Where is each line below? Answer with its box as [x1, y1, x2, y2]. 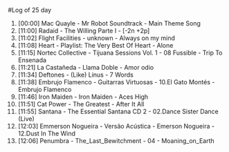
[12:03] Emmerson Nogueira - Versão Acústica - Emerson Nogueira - [17, 122, 215, 130]
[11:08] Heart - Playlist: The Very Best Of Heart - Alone [17, 41, 174, 49]
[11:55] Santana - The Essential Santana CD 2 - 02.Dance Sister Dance [17, 107, 219, 115]
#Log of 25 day [8, 6, 52, 14]
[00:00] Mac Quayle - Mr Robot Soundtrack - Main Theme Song [17, 19, 201, 27]
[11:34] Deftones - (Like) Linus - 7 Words [17, 70, 134, 79]
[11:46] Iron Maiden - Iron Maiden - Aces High [17, 93, 149, 101]
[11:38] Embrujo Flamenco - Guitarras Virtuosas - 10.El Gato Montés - [17, 78, 215, 86]
